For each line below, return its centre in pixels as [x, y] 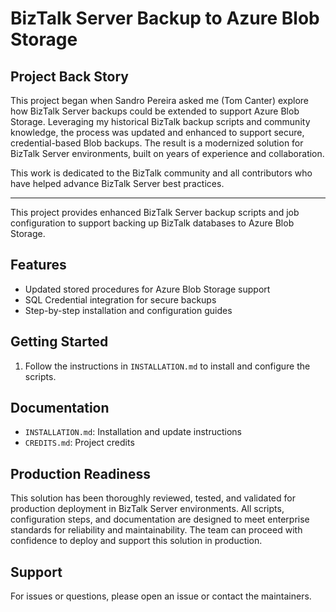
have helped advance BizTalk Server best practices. [117, 183]
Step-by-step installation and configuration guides [128, 310]
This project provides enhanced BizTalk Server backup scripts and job [155, 212]
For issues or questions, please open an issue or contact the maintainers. [161, 596]
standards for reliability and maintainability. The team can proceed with [156, 530]
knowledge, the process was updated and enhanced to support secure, [157, 132]
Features [38, 265]
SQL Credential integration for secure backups [120, 299]
